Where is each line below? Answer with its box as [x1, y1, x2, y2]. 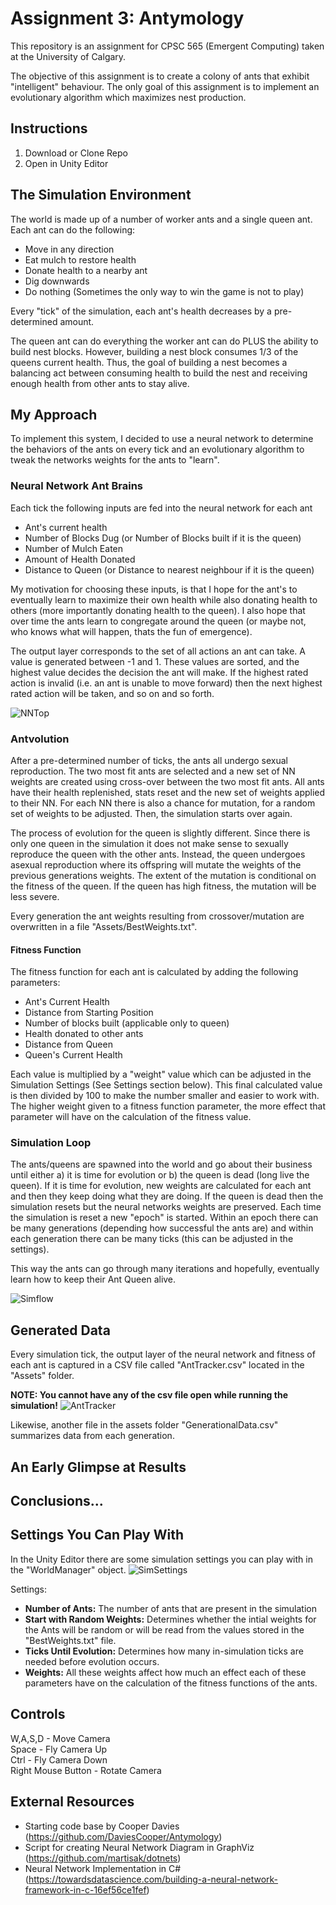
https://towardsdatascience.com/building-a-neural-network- [28, 1873, 279, 1885]
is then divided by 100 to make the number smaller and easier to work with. [10, 1090, 320, 1102]
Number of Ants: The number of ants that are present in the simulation [24, 1602, 317, 1614]
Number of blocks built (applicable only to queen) [24, 1017, 230, 1029]
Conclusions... [10, 1493, 104, 1510]
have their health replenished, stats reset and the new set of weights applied [10, 786, 326, 798]
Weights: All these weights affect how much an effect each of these [24, 1666, 307, 1678]
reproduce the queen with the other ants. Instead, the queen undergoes [10, 848, 306, 860]
